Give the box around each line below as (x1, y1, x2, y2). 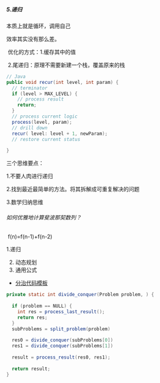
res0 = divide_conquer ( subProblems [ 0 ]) (12, 337, 114, 343)
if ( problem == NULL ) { (12, 303, 72, 309)
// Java (6, 74, 26, 80)
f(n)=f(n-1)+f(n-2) (7, 233, 53, 240)
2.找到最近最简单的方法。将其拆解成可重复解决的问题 (6, 186, 140, 193)
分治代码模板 (15, 279, 48, 287)
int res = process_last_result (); (17, 309, 105, 315)
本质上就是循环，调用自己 (6, 22, 71, 29)
